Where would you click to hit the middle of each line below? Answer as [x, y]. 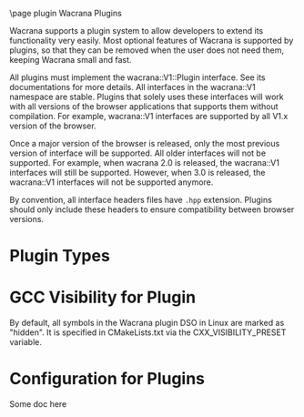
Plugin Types [60, 256]
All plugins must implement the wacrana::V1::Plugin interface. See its [137, 77]
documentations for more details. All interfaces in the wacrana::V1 [133, 87]
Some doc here [38, 404]
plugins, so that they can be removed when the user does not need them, [147, 50]
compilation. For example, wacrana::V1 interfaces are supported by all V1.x [149, 116]
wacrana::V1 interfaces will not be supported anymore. [111, 182]
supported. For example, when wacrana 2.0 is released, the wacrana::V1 [145, 163]
